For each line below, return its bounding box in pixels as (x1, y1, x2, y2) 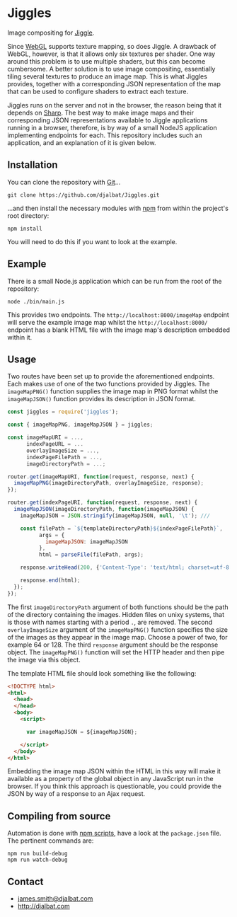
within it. (7, 333, 33, 341)
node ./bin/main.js (7, 298, 65, 305)
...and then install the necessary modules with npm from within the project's (7, 204, 229, 212)
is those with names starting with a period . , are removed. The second (7, 618, 213, 626)
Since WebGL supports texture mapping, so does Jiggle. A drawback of (7, 42, 216, 50)
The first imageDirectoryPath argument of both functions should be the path (7, 603, 229, 611)
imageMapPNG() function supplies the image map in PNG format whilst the (7, 387, 219, 396)
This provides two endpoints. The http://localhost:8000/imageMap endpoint (7, 310, 230, 319)
